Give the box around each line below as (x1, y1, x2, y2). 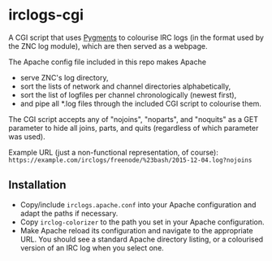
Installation (8, 178, 67, 192)
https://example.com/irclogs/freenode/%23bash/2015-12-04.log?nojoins (8, 156, 253, 164)
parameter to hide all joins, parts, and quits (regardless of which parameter (8, 123, 259, 133)
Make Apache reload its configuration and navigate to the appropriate (19, 225, 253, 235)
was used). (8, 132, 46, 141)
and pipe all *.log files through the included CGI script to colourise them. (19, 98, 261, 108)
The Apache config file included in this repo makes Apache (8, 57, 207, 67)
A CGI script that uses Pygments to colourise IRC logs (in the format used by (8, 33, 264, 42)
